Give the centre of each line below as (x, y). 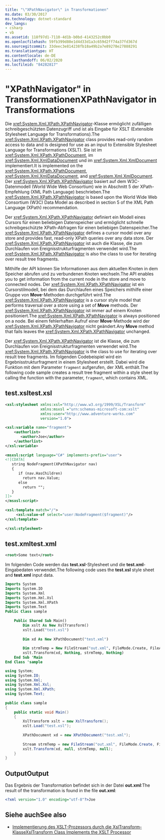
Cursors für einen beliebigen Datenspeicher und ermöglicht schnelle (74, 222)
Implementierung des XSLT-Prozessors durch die (62, 827)
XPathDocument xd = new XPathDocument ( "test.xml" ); (77, 735)
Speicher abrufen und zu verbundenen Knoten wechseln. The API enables (79, 274)
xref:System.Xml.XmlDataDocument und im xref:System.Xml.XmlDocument (81, 160)
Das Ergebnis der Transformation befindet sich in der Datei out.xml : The (78, 785)
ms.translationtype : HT (29, 51)
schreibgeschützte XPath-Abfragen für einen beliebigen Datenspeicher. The (82, 228)
